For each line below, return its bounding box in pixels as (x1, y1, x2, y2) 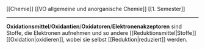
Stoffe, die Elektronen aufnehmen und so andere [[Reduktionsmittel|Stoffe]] (6, 29, 196, 36)
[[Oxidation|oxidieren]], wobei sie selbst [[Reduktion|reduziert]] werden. (6, 36, 188, 43)
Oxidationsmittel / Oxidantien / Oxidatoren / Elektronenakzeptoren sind (6, 23, 182, 30)
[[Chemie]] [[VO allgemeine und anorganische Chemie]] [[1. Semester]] (6, 6, 185, 12)
